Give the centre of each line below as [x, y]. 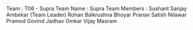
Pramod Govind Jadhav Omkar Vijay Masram [61, 21]
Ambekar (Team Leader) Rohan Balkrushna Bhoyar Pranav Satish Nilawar [96, 15]
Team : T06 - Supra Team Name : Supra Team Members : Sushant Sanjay [96, 9]
